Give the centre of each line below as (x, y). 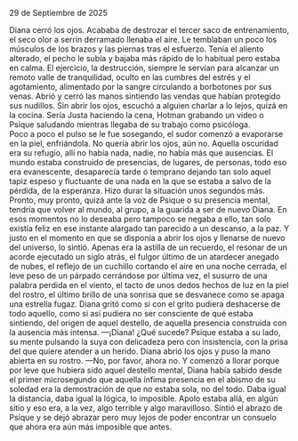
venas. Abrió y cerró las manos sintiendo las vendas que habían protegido (145, 96)
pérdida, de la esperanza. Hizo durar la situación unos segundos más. (137, 191)
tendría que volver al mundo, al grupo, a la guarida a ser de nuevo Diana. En (148, 209)
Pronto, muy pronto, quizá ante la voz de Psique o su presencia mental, (140, 200)
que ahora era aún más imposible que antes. (91, 427)
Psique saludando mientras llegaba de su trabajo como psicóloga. (130, 124)
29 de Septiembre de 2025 (59, 13)
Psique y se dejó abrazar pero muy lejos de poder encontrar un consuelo (143, 417)
